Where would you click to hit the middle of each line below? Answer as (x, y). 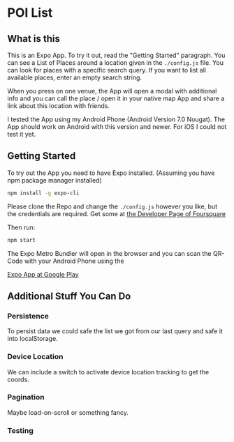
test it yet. (22, 134)
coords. (18, 379)
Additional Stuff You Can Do (69, 296)
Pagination (26, 397)
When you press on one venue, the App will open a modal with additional (112, 91)
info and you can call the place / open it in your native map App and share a (116, 98)
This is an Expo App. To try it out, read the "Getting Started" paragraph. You (116, 55)
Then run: (21, 227)
